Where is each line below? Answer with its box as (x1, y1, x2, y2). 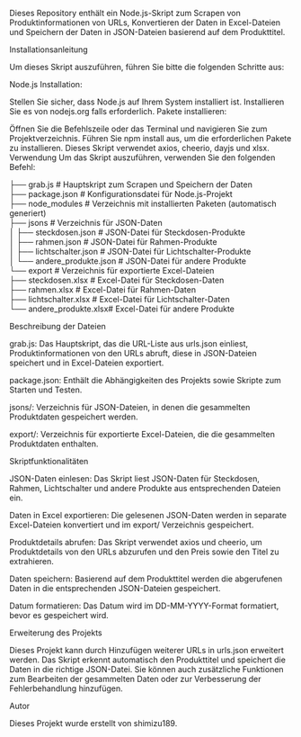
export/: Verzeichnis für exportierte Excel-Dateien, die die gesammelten (9, 429, 276, 439)
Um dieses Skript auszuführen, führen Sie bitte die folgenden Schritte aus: (9, 62, 285, 72)
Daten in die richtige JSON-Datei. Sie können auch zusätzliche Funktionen (9, 664, 285, 674)
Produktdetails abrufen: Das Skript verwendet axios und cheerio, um (9, 537, 262, 547)
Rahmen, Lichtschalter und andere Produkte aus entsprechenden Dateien (9, 483, 281, 493)
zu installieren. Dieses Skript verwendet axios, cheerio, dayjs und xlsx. (9, 143, 270, 153)
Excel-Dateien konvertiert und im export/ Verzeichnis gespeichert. (9, 519, 254, 530)
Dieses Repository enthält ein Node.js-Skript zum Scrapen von (9, 8, 241, 18)
